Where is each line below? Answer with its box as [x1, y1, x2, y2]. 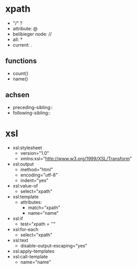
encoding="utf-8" [20, 172, 58, 178]
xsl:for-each [12, 226, 39, 232]
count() [12, 70, 29, 76]
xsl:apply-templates [12, 248, 55, 254]
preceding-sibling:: [12, 104, 53, 110]
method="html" [20, 166, 53, 172]
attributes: [20, 199, 42, 205]
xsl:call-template [12, 253, 48, 259]
